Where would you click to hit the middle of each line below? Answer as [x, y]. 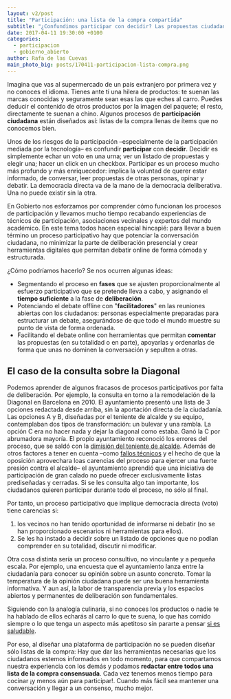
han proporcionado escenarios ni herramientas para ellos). [100, 531]
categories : [24, 39]
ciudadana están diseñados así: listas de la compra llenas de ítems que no [113, 120]
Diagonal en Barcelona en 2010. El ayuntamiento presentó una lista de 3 [109, 402]
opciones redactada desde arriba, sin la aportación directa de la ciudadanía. [115, 409]
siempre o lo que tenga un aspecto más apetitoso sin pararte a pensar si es [114, 624]
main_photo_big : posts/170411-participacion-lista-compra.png [98, 65]
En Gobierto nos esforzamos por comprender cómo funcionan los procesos [114, 206]
